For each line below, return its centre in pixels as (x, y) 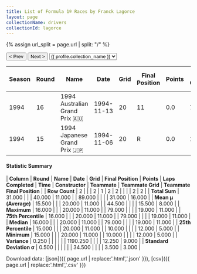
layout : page (22, 17)
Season (20, 79)
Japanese (74, 136)
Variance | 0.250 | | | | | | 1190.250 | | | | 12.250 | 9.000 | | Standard (87, 241)
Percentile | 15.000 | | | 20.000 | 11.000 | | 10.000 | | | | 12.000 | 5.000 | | (93, 229)
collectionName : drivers (36, 22)
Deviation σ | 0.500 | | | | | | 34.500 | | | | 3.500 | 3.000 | (73, 248)
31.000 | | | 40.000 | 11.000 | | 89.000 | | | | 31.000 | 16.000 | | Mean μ (90, 198)
